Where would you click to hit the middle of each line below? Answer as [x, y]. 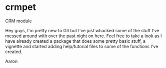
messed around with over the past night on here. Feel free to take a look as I [83, 36]
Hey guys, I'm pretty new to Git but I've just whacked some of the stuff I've [82, 30]
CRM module [18, 21]
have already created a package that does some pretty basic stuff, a [75, 41]
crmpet [21, 7]
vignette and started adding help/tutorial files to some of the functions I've [82, 46]
